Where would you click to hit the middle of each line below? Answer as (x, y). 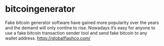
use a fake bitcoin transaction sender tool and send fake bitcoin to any (76, 33)
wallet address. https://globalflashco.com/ (48, 38)
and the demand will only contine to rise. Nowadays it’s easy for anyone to (80, 27)
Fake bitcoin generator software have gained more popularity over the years (82, 23)
